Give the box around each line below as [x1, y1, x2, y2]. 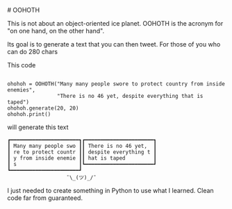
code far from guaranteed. [7, 194, 83, 202]
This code [7, 61, 36, 69]
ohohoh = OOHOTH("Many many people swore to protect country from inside [7, 81, 226, 87]
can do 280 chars [7, 48, 58, 56]
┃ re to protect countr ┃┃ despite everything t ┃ [7, 149, 157, 156]
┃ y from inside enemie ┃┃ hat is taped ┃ [7, 155, 157, 162]
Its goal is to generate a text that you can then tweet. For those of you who [7, 40, 221, 48]
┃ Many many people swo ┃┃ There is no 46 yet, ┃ [7, 142, 157, 149]
